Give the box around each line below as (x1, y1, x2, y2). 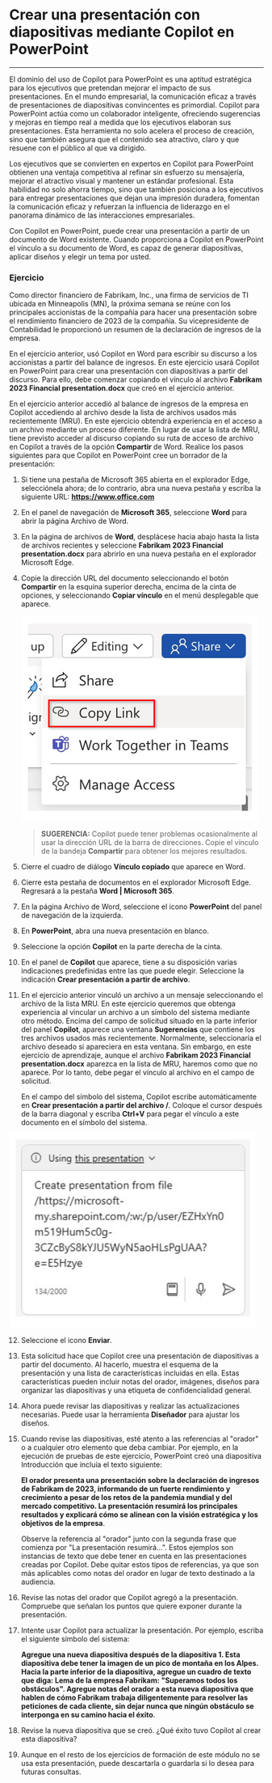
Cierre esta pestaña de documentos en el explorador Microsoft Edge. (20, 877, 251, 887)
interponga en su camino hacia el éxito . (20, 1710, 156, 1720)
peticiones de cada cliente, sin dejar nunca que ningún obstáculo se (20, 1701, 254, 1711)
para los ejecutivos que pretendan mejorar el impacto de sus (9, 82, 211, 92)
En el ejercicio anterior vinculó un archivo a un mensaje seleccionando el (20, 991, 263, 1000)
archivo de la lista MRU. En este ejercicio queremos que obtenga (20, 999, 236, 1008)
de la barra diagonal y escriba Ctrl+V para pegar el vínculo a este (20, 1109, 240, 1119)
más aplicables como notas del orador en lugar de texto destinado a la (20, 1569, 255, 1578)
